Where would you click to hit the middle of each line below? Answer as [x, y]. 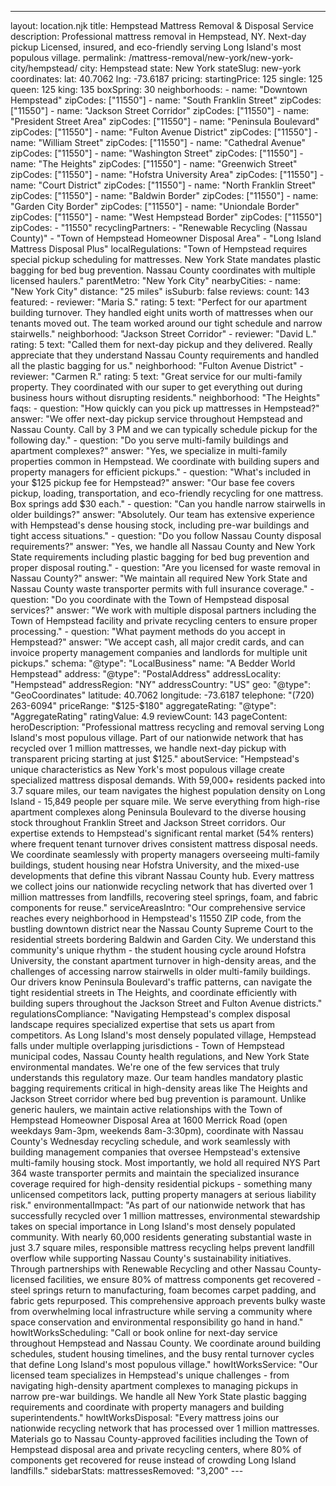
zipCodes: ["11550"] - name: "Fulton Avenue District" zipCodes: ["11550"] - [164, 132]
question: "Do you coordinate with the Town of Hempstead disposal [150, 599]
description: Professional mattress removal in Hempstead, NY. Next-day [158, 36]
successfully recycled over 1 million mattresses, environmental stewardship [165, 1215]
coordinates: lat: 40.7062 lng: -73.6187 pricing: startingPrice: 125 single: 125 [166, 79]
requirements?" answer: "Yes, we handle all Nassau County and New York [163, 546]
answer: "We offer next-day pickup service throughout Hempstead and [156, 419]
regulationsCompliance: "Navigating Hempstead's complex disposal [150, 1014]
